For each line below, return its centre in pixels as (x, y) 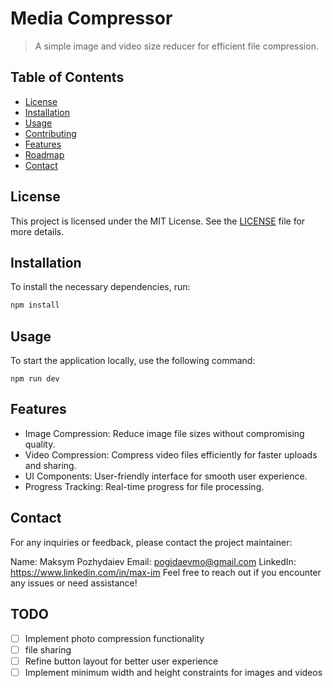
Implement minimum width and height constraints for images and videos (173, 672)
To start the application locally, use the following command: (133, 361)
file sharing (48, 649)
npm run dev (35, 379)
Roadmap (44, 154)
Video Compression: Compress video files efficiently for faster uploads (171, 454)
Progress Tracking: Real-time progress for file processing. (144, 486)
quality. (40, 444)
